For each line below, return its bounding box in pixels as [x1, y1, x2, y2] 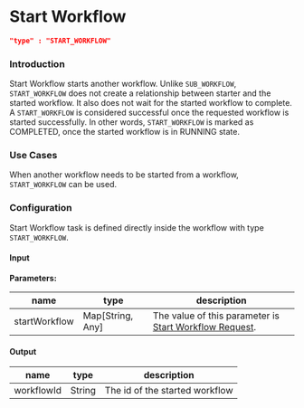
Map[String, [82, 309, 134, 322]
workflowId [14, 384, 62, 397]
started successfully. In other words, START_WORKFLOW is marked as [9, 117, 254, 128]
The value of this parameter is [152, 309, 280, 322]
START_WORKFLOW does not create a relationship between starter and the [9, 88, 271, 99]
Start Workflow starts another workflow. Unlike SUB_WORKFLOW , [9, 79, 237, 90]
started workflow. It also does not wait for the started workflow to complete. [9, 98, 292, 109]
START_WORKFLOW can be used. [9, 179, 118, 190]
